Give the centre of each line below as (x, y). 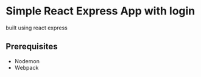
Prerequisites (32, 47)
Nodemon (27, 61)
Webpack (26, 67)
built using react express (37, 28)
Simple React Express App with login (100, 11)
